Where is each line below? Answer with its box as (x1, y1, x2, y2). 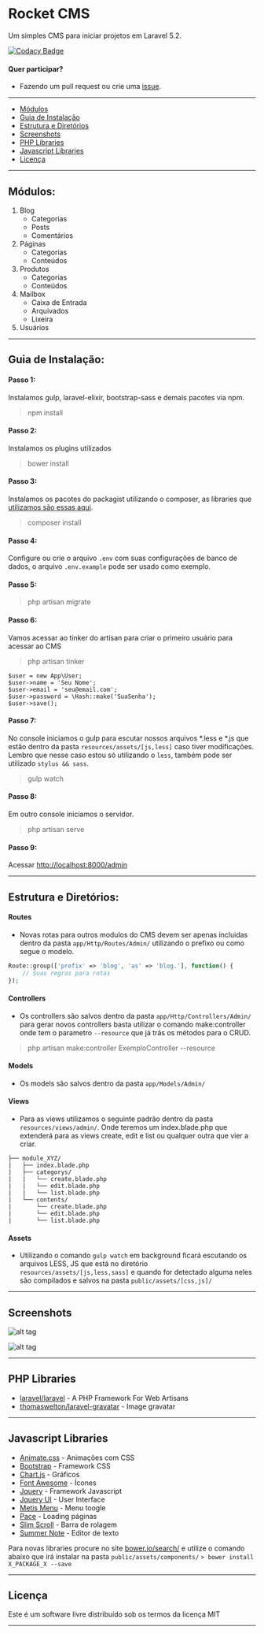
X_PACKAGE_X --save (8, 1560, 72, 1568)
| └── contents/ (8, 1196, 68, 1204)
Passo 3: (8, 477, 38, 486)
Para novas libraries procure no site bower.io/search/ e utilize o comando (8, 1543, 245, 1553)
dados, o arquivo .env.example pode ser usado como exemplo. (8, 562, 211, 571)
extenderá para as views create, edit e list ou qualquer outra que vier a (19, 1131, 249, 1140)
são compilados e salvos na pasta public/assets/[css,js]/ (19, 1276, 212, 1285)
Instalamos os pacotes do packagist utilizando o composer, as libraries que (8, 494, 252, 503)
